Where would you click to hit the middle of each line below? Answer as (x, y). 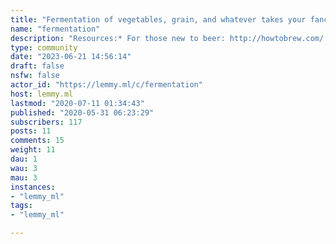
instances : (33, 187)
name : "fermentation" (55, 29)
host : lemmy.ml (42, 94)
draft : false (37, 66)
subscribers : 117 (46, 122)
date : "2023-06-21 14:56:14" (71, 57)
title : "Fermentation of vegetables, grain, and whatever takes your (158, 19)
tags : (21, 206)
